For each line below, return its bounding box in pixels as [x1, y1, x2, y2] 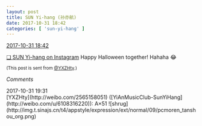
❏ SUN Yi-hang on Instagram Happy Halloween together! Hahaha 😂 [6, 53, 177, 61]
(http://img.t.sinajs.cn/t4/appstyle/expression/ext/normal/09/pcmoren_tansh [6, 106, 196, 114]
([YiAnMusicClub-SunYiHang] [109, 94, 183, 101]
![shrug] [108, 100, 128, 107]
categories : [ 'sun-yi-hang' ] [6, 25, 85, 32]
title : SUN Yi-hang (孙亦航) [6, 14, 77, 20]
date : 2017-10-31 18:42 [6, 20, 66, 26]
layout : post [6, 8, 39, 15]
